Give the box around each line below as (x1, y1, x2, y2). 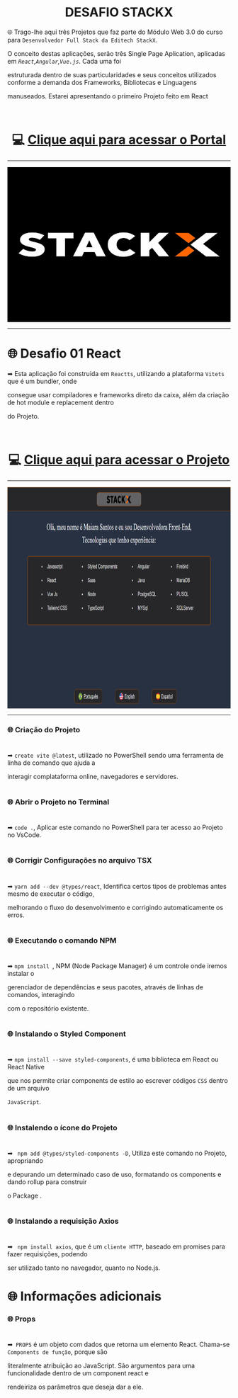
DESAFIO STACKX (64, 4, 174, 21)
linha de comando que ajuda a (7, 758, 96, 767)
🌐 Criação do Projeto (7, 724, 81, 734)
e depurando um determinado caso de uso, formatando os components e (7, 1170, 222, 1178)
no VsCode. (7, 831, 42, 839)
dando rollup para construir (7, 1177, 87, 1186)
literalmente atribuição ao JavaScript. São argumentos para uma (7, 1361, 195, 1370)
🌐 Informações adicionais (7, 1288, 161, 1305)
